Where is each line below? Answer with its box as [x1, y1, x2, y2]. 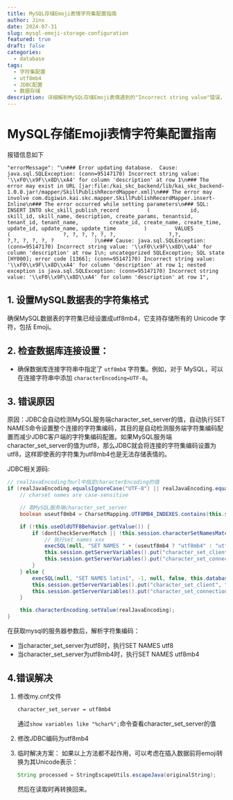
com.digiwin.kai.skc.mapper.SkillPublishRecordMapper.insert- [32, 194, 216, 201]
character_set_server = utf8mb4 [17, 706, 111, 712]
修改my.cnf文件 [17, 692, 62, 700]
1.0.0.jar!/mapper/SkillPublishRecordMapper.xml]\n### [7, 188, 169, 195]
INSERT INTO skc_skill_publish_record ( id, [7, 206, 200, 214]
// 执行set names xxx [44, 536, 105, 543]
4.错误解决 [7, 672, 53, 684]
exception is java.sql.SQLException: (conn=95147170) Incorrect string [7, 267, 218, 274]
